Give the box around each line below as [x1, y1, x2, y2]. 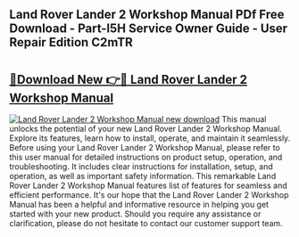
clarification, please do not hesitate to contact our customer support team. [9, 218, 283, 228]
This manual [221, 114, 267, 124]
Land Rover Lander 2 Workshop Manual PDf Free [9, 7, 285, 22]
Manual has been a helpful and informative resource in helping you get [9, 200, 270, 209]
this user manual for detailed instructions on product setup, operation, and [9, 151, 283, 162]
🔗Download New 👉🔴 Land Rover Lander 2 [9, 71, 248, 87]
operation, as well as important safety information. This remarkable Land [9, 171, 277, 181]
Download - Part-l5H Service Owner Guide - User [9, 21, 288, 37]
